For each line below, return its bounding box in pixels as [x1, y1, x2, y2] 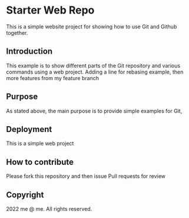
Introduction [6, 47, 53, 57]
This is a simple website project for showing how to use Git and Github [6, 23, 177, 30]
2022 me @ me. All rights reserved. [6, 206, 92, 212]
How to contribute [6, 157, 74, 167]
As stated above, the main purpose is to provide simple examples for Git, [6, 107, 183, 114]
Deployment [6, 124, 52, 134]
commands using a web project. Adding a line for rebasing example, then [6, 68, 184, 75]
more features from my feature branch [6, 74, 99, 81]
